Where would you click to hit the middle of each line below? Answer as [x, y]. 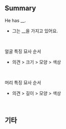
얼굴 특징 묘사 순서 [23, 51]
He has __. [15, 20]
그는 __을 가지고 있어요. [35, 31]
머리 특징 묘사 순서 [23, 82]
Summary [20, 8]
